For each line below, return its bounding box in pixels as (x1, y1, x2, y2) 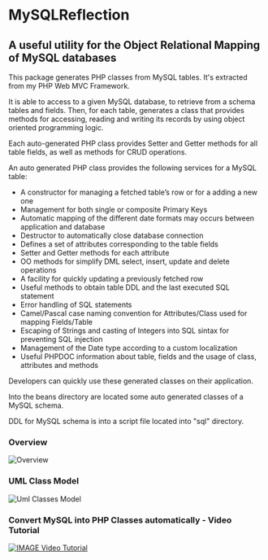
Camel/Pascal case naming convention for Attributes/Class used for (19, 308, 248, 318)
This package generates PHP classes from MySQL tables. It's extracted (8, 72, 248, 82)
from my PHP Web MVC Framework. (8, 81, 130, 90)
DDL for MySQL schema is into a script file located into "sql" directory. (8, 417, 244, 426)
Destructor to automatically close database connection (19, 230, 205, 240)
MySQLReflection (8, 6, 130, 24)
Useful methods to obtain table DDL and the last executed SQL (19, 282, 230, 292)
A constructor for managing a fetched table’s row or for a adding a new (19, 187, 258, 197)
